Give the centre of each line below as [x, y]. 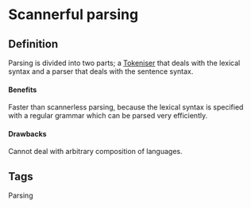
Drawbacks [27, 133]
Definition [33, 44]
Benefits [23, 90]
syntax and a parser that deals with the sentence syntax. [101, 71]
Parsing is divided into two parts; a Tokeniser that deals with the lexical [124, 63]
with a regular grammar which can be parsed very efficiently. [108, 116]
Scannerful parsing [73, 15]
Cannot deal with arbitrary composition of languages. [95, 152]
